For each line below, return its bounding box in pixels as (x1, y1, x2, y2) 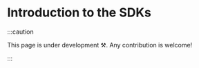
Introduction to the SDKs (7, 5, 152, 21)
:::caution (7, 27, 35, 36)
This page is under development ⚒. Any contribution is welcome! (7, 41, 193, 49)
